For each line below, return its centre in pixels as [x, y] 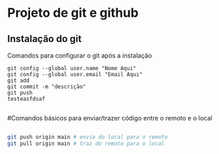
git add [19, 80]
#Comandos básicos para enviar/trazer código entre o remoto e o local [110, 118]
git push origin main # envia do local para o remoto [88, 137]
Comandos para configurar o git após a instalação [80, 55]
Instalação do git [45, 39]
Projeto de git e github [73, 13]
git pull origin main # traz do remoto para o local [86, 143]
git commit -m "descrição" [47, 87]
